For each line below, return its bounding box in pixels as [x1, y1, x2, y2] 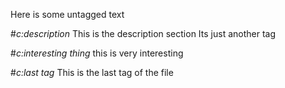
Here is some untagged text [10, 9, 125, 20]
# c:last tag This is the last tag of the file [10, 67, 174, 78]
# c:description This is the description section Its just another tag [10, 28, 277, 39]
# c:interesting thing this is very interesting [10, 47, 184, 59]
